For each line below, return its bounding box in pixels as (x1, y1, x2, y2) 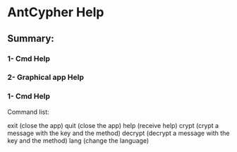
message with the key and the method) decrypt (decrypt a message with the (7, 129, 230, 137)
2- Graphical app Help (7, 72, 85, 82)
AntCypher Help (7, 4, 104, 21)
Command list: (7, 107, 49, 116)
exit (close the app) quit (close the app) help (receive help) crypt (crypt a (7, 121, 219, 129)
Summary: (7, 33, 54, 45)
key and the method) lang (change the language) (7, 136, 150, 145)
